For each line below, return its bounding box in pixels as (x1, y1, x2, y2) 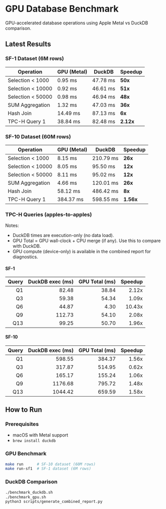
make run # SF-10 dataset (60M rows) (5, 461, 96, 466)
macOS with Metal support (12, 432, 69, 438)
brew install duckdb (12, 439, 56, 444)
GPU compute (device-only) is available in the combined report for (12, 249, 151, 255)
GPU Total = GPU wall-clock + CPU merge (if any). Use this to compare (12, 238, 161, 244)
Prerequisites (5, 420, 39, 427)
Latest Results (5, 40, 51, 49)
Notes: (5, 222, 19, 228)
